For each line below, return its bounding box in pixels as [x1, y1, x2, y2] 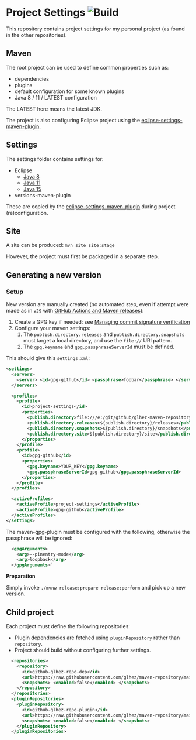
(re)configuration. [6, 209, 48, 216]
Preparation [6, 573, 36, 580]
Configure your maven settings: [14, 325, 91, 332]
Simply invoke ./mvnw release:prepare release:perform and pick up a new [6, 584, 185, 591]
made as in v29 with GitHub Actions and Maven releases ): [6, 307, 144, 314]
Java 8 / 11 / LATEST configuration [14, 94, 97, 101]
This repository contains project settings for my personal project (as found [6, 25, 185, 32]
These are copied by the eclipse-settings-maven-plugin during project [6, 203, 176, 210]
